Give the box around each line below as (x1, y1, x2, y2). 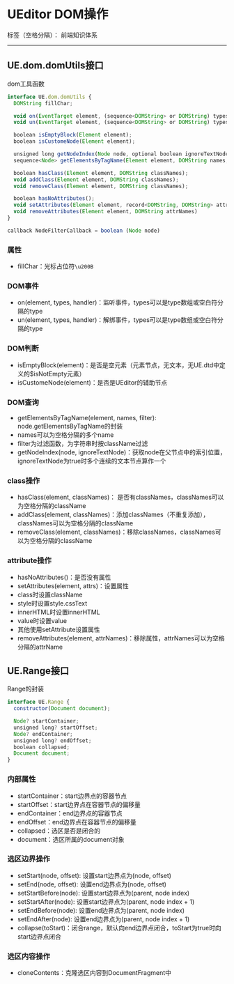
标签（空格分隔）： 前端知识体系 (7, 31, 97, 39)
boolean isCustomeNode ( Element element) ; (13, 138, 136, 145)
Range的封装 (7, 684, 44, 693)
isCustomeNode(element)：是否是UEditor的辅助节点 (17, 378, 168, 387)
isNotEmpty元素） (33, 369, 86, 378)
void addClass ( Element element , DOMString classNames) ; (13, 176, 179, 183)
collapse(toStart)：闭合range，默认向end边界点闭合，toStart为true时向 (17, 923, 221, 932)
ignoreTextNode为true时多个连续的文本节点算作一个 (17, 456, 166, 465)
